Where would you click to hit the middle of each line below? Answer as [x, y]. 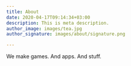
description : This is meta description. [58, 23]
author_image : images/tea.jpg [44, 28]
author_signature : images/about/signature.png [66, 34]
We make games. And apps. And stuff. [54, 56]
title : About [23, 12]
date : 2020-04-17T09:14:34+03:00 [48, 17]
